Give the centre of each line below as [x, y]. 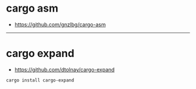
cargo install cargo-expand [40, 80]
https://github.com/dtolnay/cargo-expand [64, 69]
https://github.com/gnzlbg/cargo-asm [60, 24]
